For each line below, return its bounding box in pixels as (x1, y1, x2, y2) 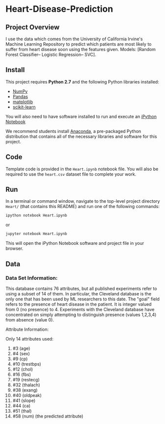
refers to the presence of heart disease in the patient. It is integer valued (5, 301, 152, 307)
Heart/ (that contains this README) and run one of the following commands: (5, 204, 160, 210)
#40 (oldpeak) (12, 392, 42, 398)
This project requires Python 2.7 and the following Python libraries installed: (5, 79, 160, 84)
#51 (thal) (12, 408, 32, 414)
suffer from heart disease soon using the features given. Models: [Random (5, 47, 156, 52)
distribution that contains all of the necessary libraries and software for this (5, 133, 157, 139)
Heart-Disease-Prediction (5, 3, 113, 15)
